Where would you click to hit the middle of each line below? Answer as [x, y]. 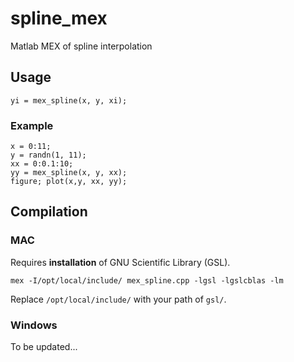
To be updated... [44, 347]
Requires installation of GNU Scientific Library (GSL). [120, 262]
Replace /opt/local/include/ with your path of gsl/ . [118, 299]
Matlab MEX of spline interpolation [81, 46]
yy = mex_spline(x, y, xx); [69, 173]
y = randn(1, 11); [48, 155]
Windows [34, 325]
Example [32, 125]
